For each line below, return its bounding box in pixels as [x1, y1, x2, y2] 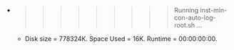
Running [173, 6, 199, 14]
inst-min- [199, 6, 228, 14]
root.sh [173, 21, 195, 29]
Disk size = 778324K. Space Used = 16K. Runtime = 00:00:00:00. [24, 35, 218, 43]
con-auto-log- [173, 13, 216, 22]
